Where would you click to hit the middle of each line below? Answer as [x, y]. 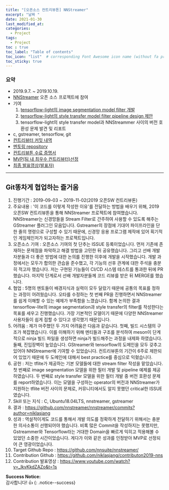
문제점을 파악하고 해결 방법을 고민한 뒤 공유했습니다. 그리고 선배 [89, 251]
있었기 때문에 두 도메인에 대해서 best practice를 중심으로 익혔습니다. [85, 357]
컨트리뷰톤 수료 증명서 [35, 153]
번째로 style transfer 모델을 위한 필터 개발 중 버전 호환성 [96, 376]
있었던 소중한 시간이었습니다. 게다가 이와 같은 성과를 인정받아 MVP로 [80, 438]
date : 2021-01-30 [24, 19]
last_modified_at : [25, 24]
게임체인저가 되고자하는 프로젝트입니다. [57, 238]
